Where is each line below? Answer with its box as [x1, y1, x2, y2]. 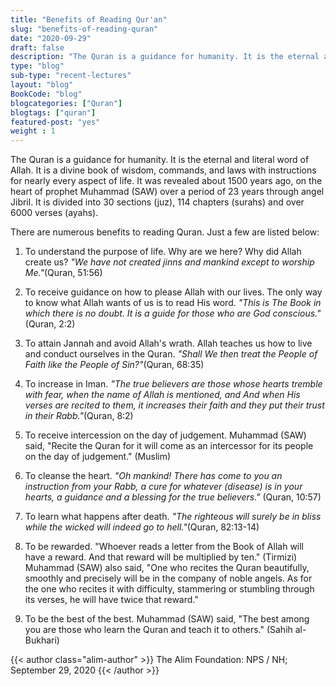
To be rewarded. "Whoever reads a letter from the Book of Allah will [24, 541, 305, 553]
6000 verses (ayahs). [10, 207, 99, 219]
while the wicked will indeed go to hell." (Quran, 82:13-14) [24, 521, 260, 533]
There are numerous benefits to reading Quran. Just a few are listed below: [10, 226, 320, 238]
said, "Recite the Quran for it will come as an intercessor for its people [24, 440, 314, 452]
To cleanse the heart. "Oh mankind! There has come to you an [24, 470, 283, 482]
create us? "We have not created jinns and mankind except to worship [24, 256, 315, 268]
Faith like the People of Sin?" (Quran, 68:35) [24, 359, 205, 371]
